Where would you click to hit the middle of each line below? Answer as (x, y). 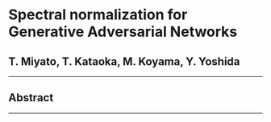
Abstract (31, 98)
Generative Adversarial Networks (123, 32)
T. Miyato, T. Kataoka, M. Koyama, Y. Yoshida (124, 61)
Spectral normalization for (98, 15)
